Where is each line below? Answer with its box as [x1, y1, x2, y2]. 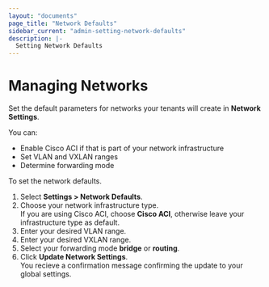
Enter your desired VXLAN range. [19, 235, 132, 245]
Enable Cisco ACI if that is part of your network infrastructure [19, 143, 225, 154]
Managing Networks [8, 77, 149, 95]
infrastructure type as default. [19, 217, 120, 227]
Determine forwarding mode [19, 161, 115, 171]
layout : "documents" [8, 11, 78, 20]
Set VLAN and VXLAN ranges [19, 152, 119, 162]
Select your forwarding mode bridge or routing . [19, 243, 180, 253]
